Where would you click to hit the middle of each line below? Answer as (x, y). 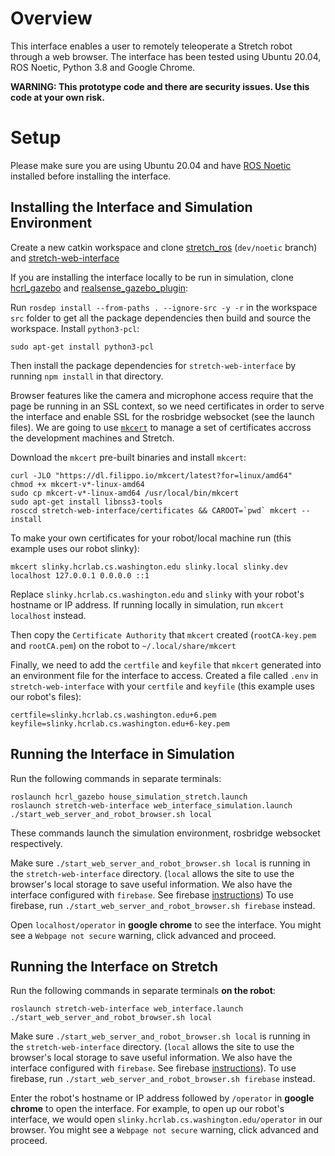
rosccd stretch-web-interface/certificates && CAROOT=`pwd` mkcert (154, 510)
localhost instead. (48, 615)
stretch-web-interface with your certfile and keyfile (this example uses (162, 686)
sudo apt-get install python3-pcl (82, 347)
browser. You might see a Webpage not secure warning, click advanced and (164, 1130)
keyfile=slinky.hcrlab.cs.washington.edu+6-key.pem (120, 723)
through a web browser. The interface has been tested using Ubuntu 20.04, (166, 56)
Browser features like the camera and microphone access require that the (162, 395)
